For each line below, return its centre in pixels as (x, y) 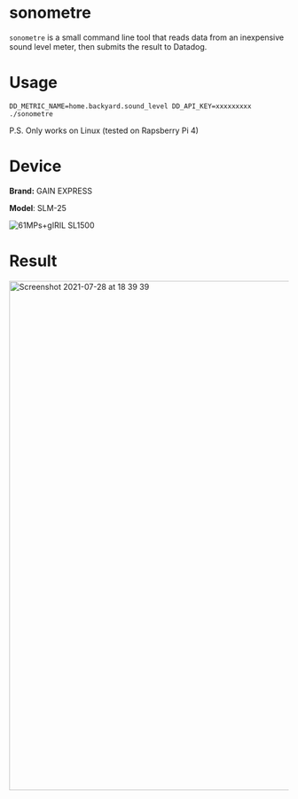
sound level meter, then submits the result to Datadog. (108, 46)
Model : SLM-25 (38, 208)
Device (35, 166)
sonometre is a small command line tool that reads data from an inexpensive (147, 37)
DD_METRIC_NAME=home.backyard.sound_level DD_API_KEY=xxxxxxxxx (130, 106)
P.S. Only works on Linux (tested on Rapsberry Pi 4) (104, 130)
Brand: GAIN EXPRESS (51, 191)
